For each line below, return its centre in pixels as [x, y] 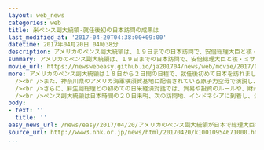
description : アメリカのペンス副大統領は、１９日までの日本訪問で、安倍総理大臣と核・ [133, 52]
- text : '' [26, 111]
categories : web [35, 23]
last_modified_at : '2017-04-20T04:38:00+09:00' [88, 37]
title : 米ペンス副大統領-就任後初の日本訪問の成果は [84, 30]
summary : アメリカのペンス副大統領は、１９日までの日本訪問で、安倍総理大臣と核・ [126, 60]
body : [17, 103]
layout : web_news [37, 15]
